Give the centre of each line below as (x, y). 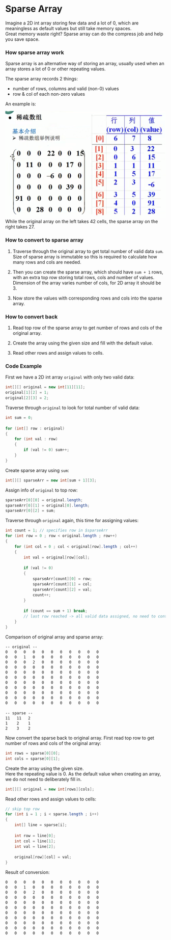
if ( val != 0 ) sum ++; (47, 450)
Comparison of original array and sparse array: (54, 637)
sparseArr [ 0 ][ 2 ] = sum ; (31, 511)
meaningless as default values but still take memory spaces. (68, 28)
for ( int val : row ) (36, 439)
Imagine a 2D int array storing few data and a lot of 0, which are (72, 23)
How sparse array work (35, 52)
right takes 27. (20, 227)
